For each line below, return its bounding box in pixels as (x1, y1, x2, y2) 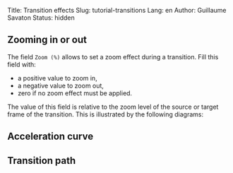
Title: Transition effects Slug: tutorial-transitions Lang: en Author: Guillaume (7, 6, 227, 14)
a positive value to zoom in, (17, 73, 97, 82)
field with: (7, 60, 37, 68)
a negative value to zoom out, (17, 81, 104, 90)
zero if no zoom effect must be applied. (17, 88, 133, 97)
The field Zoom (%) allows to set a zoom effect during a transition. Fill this (7, 52, 219, 61)
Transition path (7, 155, 76, 167)
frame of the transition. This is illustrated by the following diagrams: (7, 109, 203, 119)
